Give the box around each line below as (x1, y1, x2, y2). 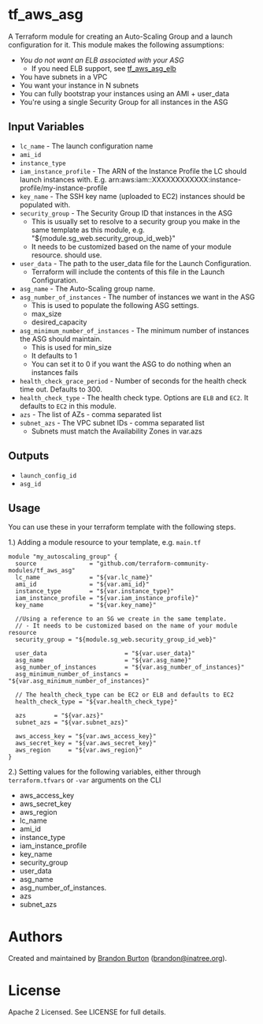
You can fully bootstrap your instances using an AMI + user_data (19, 88, 230, 98)
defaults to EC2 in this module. (19, 401, 117, 411)
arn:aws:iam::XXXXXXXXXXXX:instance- (108, 174, 242, 184)
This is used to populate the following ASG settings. (31, 300, 199, 309)
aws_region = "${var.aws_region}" (15, 746, 143, 755)
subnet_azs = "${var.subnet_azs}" (15, 718, 128, 727)
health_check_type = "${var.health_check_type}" (15, 698, 178, 706)
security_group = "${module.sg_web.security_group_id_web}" (15, 636, 217, 644)
